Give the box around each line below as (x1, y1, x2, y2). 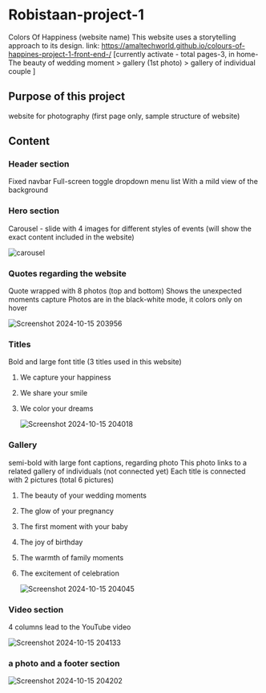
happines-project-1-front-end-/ (8, 49, 112, 59)
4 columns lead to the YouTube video (8, 621, 131, 632)
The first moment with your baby (19, 521, 128, 531)
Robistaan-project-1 (8, 6, 144, 24)
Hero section (8, 205, 60, 216)
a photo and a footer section (8, 658, 120, 669)
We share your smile (19, 388, 88, 398)
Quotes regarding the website (8, 268, 127, 279)
